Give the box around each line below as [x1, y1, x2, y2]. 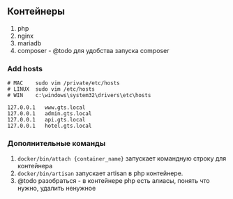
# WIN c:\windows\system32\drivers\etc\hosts [7, 92, 151, 99]
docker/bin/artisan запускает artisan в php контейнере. [17, 169, 183, 177]
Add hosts [7, 64, 43, 73]
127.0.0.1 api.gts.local [7, 117, 86, 124]
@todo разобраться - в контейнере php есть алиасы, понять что [17, 177, 211, 185]
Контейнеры [7, 6, 65, 17]
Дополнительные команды [7, 139, 106, 149]
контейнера [17, 162, 53, 170]
